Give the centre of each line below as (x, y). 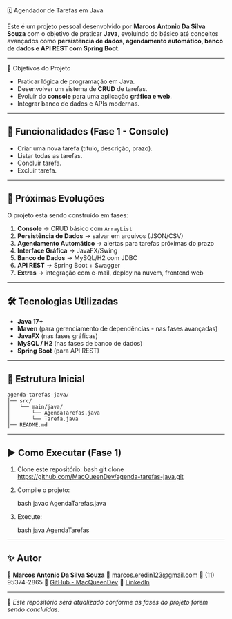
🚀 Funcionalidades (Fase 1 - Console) (88, 131)
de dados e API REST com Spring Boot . (64, 48)
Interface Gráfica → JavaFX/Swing (67, 250)
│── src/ (20, 401)
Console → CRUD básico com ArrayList (75, 228)
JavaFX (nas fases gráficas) (57, 336)
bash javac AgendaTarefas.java (61, 504)
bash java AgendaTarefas (53, 530)
